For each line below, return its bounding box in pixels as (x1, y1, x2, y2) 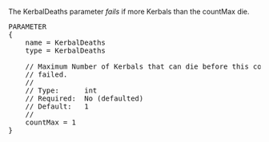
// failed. (25, 70, 68, 79)
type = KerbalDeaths (25, 46, 106, 55)
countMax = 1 (25, 118, 76, 127)
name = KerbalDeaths (25, 38, 106, 47)
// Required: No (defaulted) (25, 94, 144, 103)
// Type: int (25, 86, 98, 95)
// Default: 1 (25, 102, 90, 111)
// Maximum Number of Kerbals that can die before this (25, 62, 250, 71)
